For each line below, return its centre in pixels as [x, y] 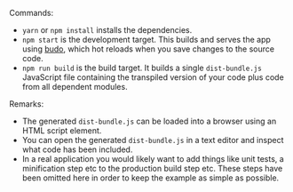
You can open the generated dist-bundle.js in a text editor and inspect [153, 140]
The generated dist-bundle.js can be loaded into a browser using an [149, 121]
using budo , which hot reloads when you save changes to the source [148, 49]
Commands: [32, 13]
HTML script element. [62, 131]
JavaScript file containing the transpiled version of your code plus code [153, 77]
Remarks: [27, 104]
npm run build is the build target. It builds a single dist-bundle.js [142, 68]
